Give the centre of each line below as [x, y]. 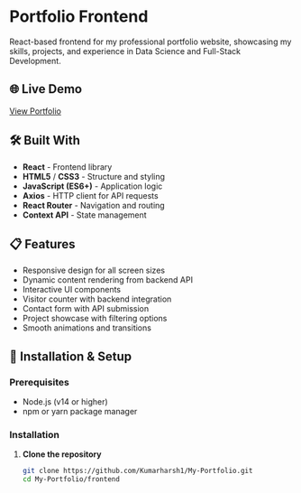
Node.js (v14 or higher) [65, 402]
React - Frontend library [67, 167]
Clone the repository [62, 454]
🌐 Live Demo [46, 89]
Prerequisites [39, 382]
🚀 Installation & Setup [71, 356]
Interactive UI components [72, 290]
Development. [35, 60]
